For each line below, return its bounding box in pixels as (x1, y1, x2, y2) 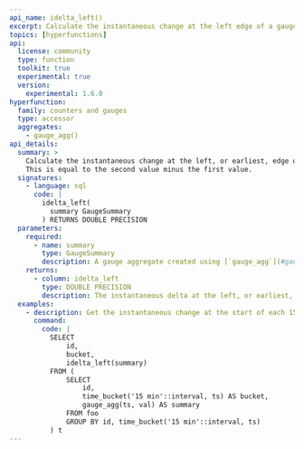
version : (17, 81, 51, 90)
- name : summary (33, 241, 95, 250)
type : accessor (17, 114, 75, 123)
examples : (17, 300, 54, 309)
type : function (17, 55, 75, 64)
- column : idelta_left (33, 274, 119, 283)
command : (33, 316, 67, 326)
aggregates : (17, 123, 63, 132)
